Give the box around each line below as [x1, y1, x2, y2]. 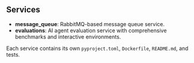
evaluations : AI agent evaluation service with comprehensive [14, 27, 167, 34]
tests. [6, 51, 20, 58]
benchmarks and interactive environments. [14, 33, 121, 40]
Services [6, 5, 41, 15]
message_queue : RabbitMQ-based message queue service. [14, 20, 165, 27]
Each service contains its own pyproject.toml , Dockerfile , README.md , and [6, 45, 189, 52]
